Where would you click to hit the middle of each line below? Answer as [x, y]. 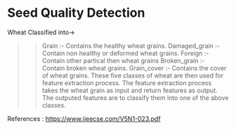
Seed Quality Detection [76, 13]
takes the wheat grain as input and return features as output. [130, 90]
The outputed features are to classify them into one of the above [135, 97]
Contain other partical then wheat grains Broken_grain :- [123, 60]
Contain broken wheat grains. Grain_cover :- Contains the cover [134, 68]
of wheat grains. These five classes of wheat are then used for [132, 75]
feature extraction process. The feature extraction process [127, 82]
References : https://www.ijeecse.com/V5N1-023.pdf [84, 118]
